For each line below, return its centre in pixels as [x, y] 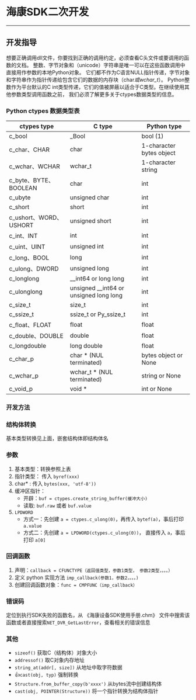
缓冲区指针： [30, 491]
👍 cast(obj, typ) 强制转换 [46, 675]
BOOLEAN [23, 188]
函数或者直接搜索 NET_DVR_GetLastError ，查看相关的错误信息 [78, 622]
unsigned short [91, 221]
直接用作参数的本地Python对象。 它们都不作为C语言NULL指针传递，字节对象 [98, 72]
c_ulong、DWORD [34, 269]
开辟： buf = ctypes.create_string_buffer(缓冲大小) [85, 498]
